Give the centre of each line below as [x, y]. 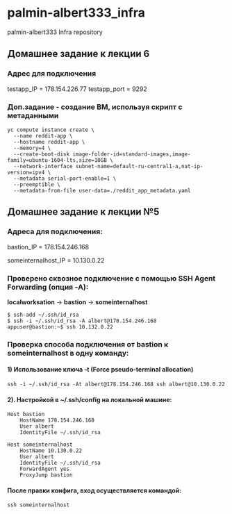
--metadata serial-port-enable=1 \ [65, 179]
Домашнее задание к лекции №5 [83, 212]
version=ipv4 [26, 172]
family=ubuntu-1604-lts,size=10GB [57, 160]
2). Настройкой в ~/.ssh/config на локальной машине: [90, 399]
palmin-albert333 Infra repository [55, 32]
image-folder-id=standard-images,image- [132, 154]
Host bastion [26, 415]
